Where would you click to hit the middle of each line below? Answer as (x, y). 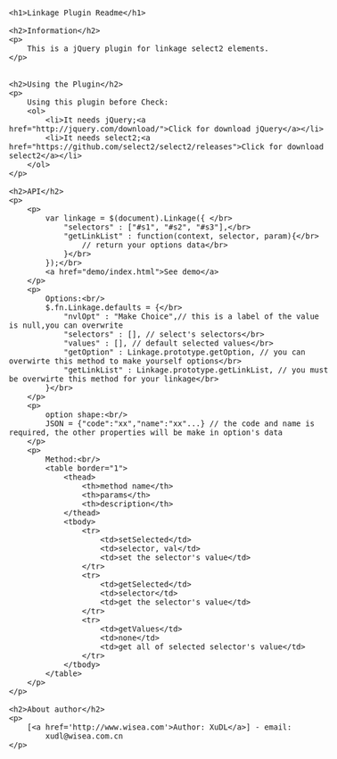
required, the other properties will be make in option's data (146, 433)
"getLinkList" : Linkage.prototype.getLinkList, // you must (196, 370)
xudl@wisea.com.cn (84, 736)
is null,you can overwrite (66, 325)
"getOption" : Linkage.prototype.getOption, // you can (185, 352)
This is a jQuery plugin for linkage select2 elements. (148, 49)
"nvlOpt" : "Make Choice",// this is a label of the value (192, 317)
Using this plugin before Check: (98, 102)
